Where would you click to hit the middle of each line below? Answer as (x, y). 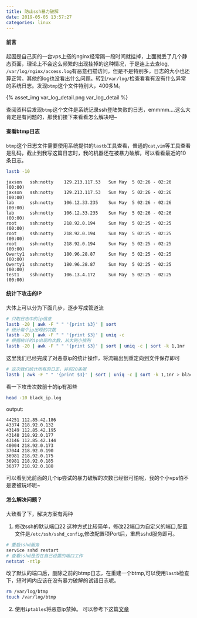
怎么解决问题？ (24, 500)
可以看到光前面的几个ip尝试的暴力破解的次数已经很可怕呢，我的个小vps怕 (95, 477)
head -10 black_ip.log (34, 397)
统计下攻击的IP (24, 293)
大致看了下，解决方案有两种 (40, 514)
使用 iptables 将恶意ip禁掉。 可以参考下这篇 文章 (72, 609)
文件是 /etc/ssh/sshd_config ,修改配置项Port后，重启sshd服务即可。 (96, 533)
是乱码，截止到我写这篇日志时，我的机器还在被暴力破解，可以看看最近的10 (96, 153)
